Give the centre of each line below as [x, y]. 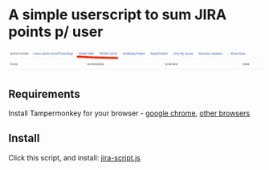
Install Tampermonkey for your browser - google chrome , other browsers [129, 113]
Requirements [44, 94]
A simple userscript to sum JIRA [118, 15]
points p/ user [56, 32]
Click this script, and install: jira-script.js [74, 157]
